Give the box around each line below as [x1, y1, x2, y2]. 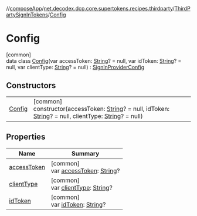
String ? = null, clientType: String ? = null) [33, 112, 143, 120]
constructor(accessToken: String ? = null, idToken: [33, 104, 170, 113]
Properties [6, 132, 46, 142]
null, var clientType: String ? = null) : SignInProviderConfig [6, 63, 145, 70]
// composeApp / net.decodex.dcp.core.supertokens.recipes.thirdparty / [6, 5, 175, 12]
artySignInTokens [6, 11, 48, 18]
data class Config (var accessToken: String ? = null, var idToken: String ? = [6, 57, 182, 64]
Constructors [6, 80, 56, 90]
